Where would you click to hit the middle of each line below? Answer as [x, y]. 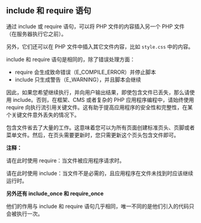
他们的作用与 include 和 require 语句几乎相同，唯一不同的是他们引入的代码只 [100, 206]
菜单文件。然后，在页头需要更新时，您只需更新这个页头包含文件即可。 [93, 135]
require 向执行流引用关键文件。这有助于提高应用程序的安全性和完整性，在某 [100, 107]
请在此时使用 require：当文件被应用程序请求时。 [66, 160]
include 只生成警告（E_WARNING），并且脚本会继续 [78, 79]
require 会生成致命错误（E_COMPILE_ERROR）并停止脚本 [86, 72]
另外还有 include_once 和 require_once [55, 193]
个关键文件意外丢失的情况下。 [43, 114]
